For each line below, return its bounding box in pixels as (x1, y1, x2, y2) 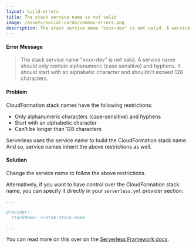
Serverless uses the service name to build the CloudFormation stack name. (6, 136, 188, 144)
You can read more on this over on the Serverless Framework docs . (6, 236, 169, 243)
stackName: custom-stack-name (11, 215, 85, 220)
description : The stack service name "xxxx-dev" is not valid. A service (6, 25, 191, 31)
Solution (6, 156, 28, 163)
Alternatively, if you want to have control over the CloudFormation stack (6, 180, 180, 188)
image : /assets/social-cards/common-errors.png (6, 19, 125, 25)
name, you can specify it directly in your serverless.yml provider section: (6, 187, 184, 194)
